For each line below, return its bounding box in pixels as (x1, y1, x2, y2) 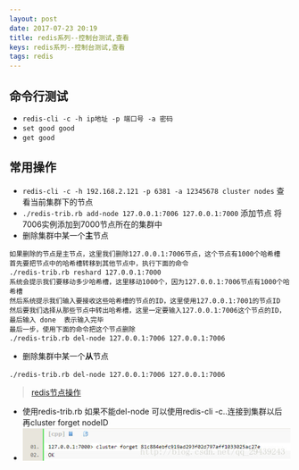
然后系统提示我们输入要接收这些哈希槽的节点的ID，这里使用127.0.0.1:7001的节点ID (9, 296, 281, 306)
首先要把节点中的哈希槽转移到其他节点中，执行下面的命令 (9, 259, 189, 268)
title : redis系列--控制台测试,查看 (9, 33, 129, 42)
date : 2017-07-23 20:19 (9, 23, 98, 33)
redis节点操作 (30, 387, 82, 398)
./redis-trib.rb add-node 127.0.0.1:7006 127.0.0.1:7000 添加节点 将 (21, 207, 283, 218)
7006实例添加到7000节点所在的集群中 (21, 219, 163, 230)
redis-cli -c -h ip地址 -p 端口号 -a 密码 (21, 114, 174, 123)
